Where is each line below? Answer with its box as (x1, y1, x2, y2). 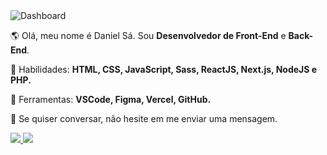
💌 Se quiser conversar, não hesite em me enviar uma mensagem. (10, 113, 278, 124)
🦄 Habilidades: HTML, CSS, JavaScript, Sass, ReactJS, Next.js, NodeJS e (10, 64, 318, 75)
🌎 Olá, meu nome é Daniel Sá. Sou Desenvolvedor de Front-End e (10, 30, 287, 41)
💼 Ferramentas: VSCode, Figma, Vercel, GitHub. (10, 94, 212, 105)
